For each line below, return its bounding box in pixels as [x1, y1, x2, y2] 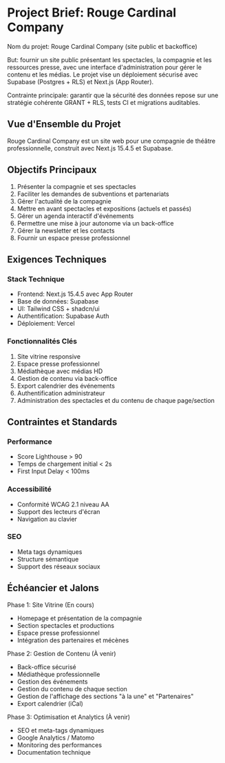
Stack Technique [7, 274, 65, 284]
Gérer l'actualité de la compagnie [17, 197, 111, 205]
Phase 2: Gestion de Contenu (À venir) [7, 649, 116, 657]
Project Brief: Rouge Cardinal [7, 5, 177, 21]
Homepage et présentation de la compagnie [17, 614, 142, 622]
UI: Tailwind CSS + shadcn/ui [17, 305, 100, 313]
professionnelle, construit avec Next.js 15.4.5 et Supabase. [7, 143, 173, 152]
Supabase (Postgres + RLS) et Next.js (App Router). [7, 77, 154, 86]
